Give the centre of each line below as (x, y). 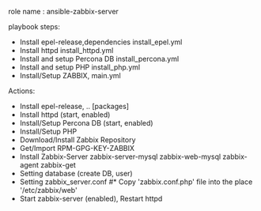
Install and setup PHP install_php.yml (80, 67)
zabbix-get (59, 165)
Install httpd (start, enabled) (65, 115)
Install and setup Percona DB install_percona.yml (99, 59)
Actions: (22, 91)
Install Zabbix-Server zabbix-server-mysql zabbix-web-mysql (120, 156)
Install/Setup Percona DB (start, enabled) (86, 123)
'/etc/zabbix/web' (48, 190)
